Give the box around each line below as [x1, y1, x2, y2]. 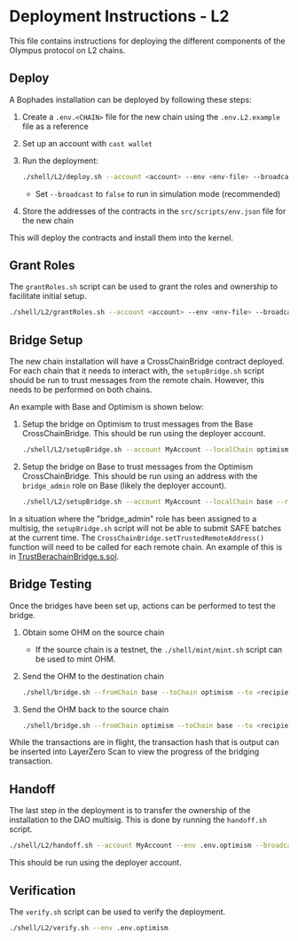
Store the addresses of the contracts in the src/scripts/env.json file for [21, 206, 286, 216]
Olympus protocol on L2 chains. [9, 44, 126, 55]
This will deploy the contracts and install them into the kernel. [9, 232, 233, 243]
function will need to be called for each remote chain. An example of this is [9, 541, 283, 552]
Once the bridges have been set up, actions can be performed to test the [9, 600, 277, 611]
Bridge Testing [9, 576, 92, 592]
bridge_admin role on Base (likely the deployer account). [21, 481, 227, 490]
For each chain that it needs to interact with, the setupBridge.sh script [9, 365, 264, 376]
